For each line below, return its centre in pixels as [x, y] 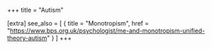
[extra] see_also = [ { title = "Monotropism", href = [78, 23]
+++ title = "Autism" [35, 10]
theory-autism [27, 38]
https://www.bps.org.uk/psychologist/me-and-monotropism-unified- [107, 31]
